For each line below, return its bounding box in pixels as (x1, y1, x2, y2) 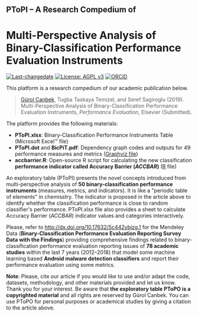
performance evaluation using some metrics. (6, 262, 115, 269)
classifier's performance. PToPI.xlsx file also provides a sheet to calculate (6, 206, 186, 213)
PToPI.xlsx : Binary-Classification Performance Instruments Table (14, 131, 173, 138)
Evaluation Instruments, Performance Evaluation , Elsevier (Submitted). (20, 109, 193, 116)
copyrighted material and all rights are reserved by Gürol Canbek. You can (6, 292, 189, 299)
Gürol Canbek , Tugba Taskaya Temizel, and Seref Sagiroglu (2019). (20, 96, 184, 103)
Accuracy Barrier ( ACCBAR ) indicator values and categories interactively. (6, 212, 184, 220)
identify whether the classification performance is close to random (6, 199, 168, 207)
